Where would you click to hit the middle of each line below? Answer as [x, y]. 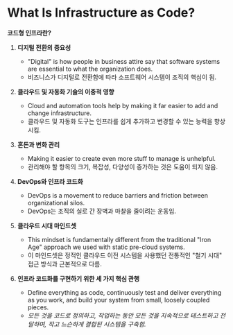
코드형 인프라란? [29, 33]
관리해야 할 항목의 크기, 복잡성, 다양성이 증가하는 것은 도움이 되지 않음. [123, 166]
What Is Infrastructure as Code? [101, 13]
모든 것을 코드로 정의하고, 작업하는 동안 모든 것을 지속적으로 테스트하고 [123, 315]
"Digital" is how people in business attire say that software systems [124, 61]
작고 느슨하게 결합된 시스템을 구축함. [97, 324]
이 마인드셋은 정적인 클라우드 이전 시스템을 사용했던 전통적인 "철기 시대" [125, 255]
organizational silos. [56, 203]
